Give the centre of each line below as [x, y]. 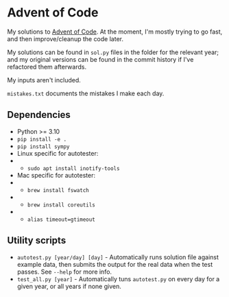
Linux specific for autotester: [58, 153]
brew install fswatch [58, 190]
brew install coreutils [61, 205]
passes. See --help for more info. [64, 272]
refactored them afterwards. [47, 67]
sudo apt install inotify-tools [73, 168]
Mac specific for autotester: [56, 175]
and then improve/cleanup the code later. [65, 38]
